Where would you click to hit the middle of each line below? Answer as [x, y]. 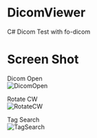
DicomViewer [46, 13]
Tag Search [23, 119]
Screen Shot [43, 59]
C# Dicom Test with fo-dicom [49, 32]
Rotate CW [22, 99]
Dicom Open [25, 78]
